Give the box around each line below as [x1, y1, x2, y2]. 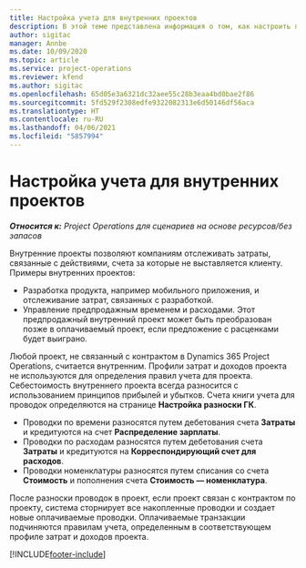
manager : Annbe [9, 38, 67, 48]
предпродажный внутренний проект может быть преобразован [22, 313, 272, 324]
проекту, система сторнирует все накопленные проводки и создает [9, 502, 276, 512]
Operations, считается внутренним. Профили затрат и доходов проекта [9, 360, 287, 371]
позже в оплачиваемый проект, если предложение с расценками [22, 323, 280, 334]
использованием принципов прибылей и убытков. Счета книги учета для [9, 389, 296, 401]
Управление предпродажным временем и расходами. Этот [22, 304, 256, 315]
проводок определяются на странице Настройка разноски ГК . [9, 399, 257, 410]
